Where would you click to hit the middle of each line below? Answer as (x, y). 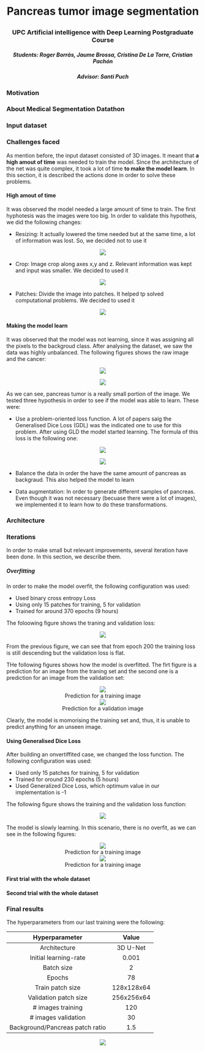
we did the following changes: (44, 222)
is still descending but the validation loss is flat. (66, 653)
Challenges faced (33, 142)
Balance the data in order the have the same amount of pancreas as (101, 473)
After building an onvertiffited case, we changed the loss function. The (95, 755)
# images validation (58, 1017)
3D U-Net (131, 947)
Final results (25, 909)
